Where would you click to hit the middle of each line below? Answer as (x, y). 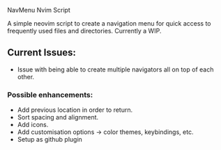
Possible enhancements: (50, 94)
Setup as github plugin (49, 140)
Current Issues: (42, 52)
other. (26, 76)
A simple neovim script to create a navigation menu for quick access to (109, 23)
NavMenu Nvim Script (39, 10)
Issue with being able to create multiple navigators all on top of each (115, 69)
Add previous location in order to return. (75, 110)
